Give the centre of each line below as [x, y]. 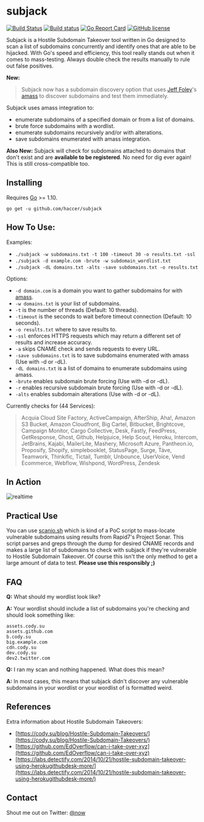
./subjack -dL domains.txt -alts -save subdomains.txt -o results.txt [107, 267]
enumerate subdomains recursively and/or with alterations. [89, 132]
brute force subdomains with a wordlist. [65, 126]
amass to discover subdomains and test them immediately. [95, 96]
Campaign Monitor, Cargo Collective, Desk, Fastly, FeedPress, [99, 430]
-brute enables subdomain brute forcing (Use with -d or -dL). [92, 381]
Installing [24, 183]
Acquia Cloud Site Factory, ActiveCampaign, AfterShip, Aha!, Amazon [108, 417]
